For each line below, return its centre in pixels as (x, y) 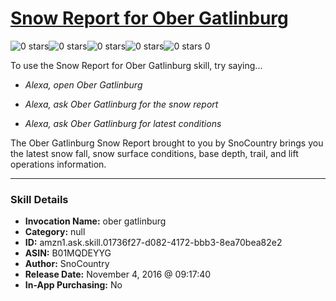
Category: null (55, 232)
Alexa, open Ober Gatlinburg (83, 84)
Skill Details (39, 199)
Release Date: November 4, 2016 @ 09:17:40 (118, 274)
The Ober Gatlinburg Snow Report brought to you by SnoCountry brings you (167, 143)
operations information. (58, 164)
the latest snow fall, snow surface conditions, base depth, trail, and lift (154, 153)
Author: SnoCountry (67, 264)
